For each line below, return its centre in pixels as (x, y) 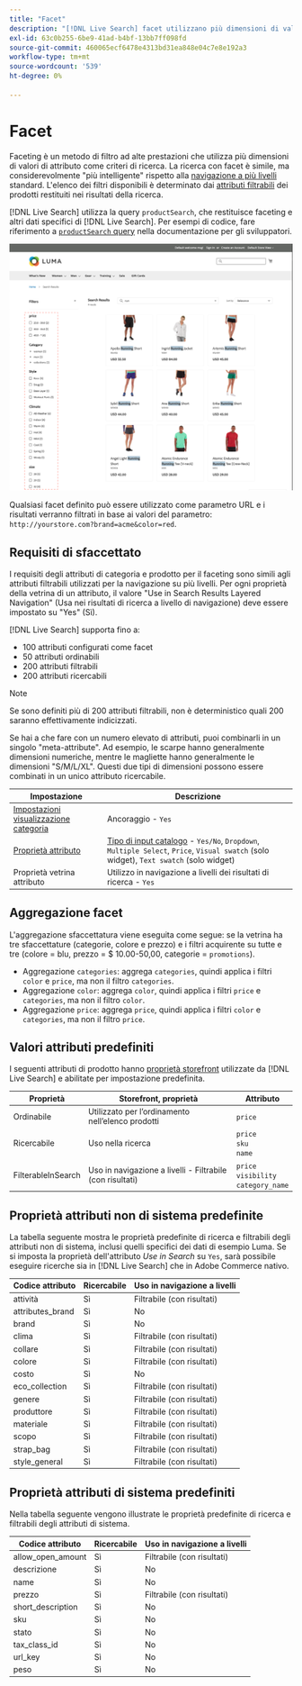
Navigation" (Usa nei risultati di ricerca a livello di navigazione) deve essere (149, 603)
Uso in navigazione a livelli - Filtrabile (158, 1170)
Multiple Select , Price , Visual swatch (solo (188, 850)
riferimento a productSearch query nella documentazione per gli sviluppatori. (151, 231)
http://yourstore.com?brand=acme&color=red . (93, 524)
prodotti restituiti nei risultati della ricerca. (86, 195)
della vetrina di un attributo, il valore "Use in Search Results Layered (135, 594)
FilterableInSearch (47, 1174)
